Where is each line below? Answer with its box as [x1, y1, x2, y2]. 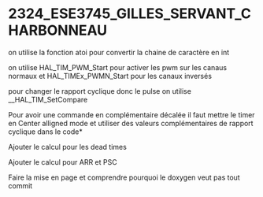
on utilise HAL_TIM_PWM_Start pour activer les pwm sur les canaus [8, 62, 227, 72]
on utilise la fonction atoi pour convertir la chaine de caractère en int [8, 47, 230, 57]
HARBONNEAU [8, 21, 108, 39]
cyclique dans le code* [8, 127, 83, 136]
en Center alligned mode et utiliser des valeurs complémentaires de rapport [8, 118, 254, 128]
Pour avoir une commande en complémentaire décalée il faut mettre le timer [8, 110, 255, 119]
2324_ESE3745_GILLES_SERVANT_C [8, 5, 252, 23]
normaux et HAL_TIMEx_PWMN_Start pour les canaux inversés [8, 71, 213, 80]
